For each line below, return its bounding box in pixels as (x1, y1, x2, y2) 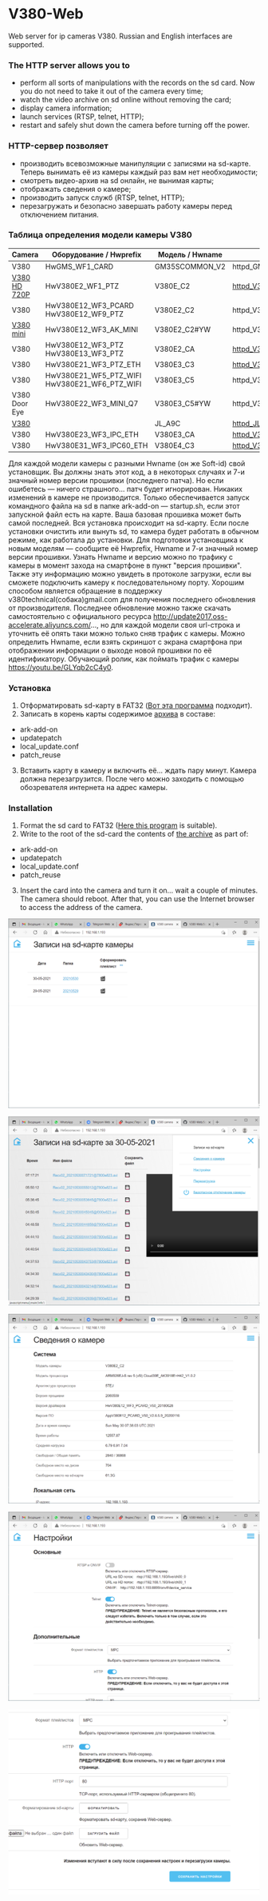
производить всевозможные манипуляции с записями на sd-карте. (19, 158, 251, 168)
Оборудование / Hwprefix (51, 250, 142, 260)
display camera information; (19, 103, 112, 113)
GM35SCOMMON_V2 (154, 262, 226, 271)
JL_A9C (154, 418, 181, 428)
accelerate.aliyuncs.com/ (8, 620, 91, 629)
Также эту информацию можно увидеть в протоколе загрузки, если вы (8, 569, 252, 578)
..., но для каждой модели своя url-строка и (90, 620, 241, 629)
